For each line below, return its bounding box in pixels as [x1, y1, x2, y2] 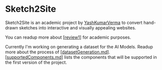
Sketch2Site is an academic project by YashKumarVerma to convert [5, 20, 143, 25]
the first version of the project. [5, 59, 67, 65]
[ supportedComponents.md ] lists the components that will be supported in [5, 54, 157, 60]
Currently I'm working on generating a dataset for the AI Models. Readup [5, 44, 153, 49]
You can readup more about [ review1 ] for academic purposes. [5, 34, 131, 40]
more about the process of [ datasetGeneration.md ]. [5, 49, 110, 55]
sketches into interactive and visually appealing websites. [19, 24, 136, 30]
